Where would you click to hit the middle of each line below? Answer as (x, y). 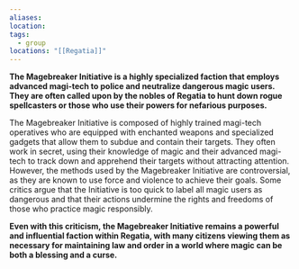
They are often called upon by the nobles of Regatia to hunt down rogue (146, 96)
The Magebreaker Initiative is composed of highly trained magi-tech (136, 123)
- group (32, 43)
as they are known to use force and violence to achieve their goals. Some (145, 180)
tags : (19, 34)
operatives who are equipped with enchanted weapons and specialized (142, 132)
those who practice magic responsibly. (81, 209)
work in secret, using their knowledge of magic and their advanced (134, 152)
